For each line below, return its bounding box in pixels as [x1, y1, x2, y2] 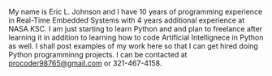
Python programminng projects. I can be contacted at [8, 50, 188, 59]
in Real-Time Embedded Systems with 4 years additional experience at [8, 15, 245, 25]
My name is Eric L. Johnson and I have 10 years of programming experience [8, 7, 263, 16]
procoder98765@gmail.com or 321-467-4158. [8, 58, 162, 68]
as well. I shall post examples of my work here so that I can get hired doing [8, 41, 258, 51]
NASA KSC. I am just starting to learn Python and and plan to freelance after [8, 24, 262, 33]
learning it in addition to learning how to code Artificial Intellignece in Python [8, 32, 264, 42]
